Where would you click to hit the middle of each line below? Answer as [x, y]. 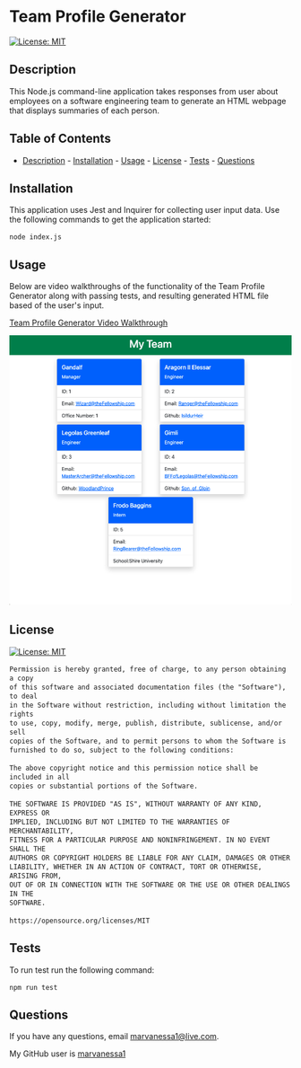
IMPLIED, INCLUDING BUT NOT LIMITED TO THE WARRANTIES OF [120, 822]
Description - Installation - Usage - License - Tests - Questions [138, 160]
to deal [24, 696]
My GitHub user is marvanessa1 [68, 1054]
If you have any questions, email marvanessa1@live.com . [114, 1037]
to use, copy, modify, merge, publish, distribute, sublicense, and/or [146, 723]
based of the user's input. [57, 305]
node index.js [36, 237]
